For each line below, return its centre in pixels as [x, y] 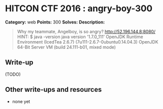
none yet [21, 101]
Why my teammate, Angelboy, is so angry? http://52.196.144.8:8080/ [86, 31]
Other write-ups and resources [54, 90]
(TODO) [13, 74]
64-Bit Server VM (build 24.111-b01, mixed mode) [67, 47]
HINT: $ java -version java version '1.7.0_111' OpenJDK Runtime [80, 37]
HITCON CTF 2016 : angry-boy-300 [79, 9]
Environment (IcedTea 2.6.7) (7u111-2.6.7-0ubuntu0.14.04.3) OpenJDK [88, 42]
